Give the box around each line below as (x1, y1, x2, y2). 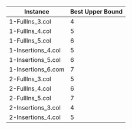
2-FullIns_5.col (9, 94, 51, 102)
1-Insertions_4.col (9, 47, 61, 54)
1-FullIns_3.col (9, 18, 51, 25)
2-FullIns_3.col (9, 75, 51, 83)
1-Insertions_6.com (9, 65, 65, 73)
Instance (24, 8, 49, 15)
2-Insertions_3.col (9, 104, 61, 111)
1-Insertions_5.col (9, 56, 61, 64)
